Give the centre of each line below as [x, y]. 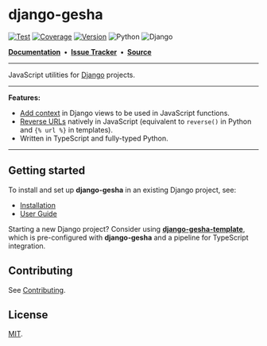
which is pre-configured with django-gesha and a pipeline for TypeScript [128, 237]
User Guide [38, 213]
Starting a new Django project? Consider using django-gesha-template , [127, 229]
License [28, 315]
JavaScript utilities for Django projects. [72, 75]
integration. [27, 246]
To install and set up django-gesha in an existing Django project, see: [122, 190]
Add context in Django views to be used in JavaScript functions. [125, 113]
